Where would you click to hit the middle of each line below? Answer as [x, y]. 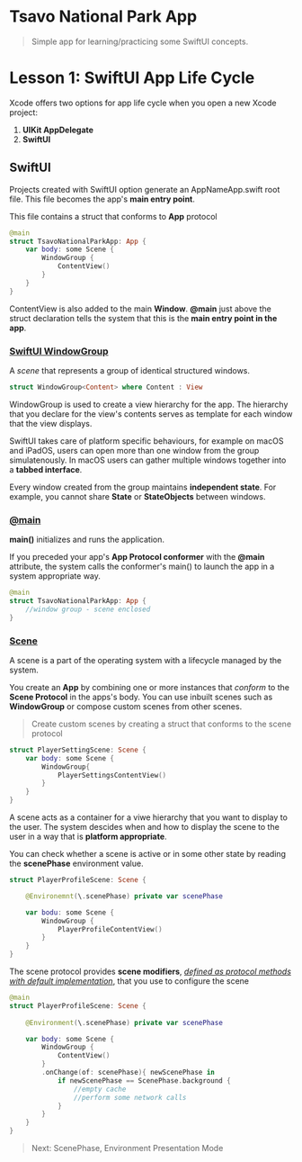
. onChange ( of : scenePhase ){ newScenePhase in [129, 1073]
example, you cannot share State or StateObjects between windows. [138, 496]
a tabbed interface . [46, 469]
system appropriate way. [55, 576]
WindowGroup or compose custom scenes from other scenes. [126, 706]
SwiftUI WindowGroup [59, 351]
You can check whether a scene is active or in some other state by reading [147, 854]
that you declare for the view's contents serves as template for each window [151, 414]
